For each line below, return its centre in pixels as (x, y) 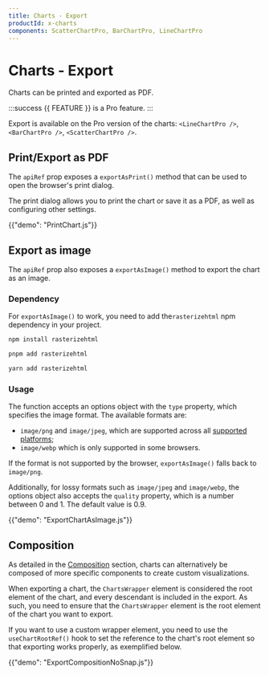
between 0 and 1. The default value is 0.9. (77, 504)
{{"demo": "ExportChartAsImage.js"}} (70, 520)
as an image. (29, 278)
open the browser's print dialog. (61, 185)
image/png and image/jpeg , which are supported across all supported (133, 431)
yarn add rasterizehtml (48, 368)
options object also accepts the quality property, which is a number (121, 496)
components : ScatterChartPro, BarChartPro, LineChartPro (106, 30)
